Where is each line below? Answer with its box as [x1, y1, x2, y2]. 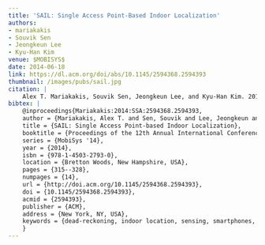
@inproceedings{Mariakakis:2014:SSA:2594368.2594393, [22, 107, 203, 115]
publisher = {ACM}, [22, 202, 87, 210]
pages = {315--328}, [22, 166, 90, 174]
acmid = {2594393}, [22, 195, 87, 203]
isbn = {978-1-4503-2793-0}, [22, 151, 118, 159]
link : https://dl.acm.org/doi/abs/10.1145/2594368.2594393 [8, 70, 207, 78]
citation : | [8, 85, 47, 93]
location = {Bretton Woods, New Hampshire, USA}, [22, 159, 189, 167]
